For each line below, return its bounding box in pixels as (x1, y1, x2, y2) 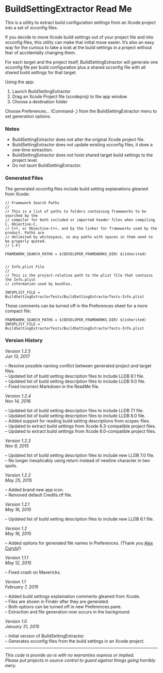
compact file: (5, 308, 32, 314)
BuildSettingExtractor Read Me (5, 3, 132, 15)
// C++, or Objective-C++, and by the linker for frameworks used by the (5, 226, 158, 231)
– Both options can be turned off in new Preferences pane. (5, 603, 122, 610)
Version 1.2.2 (5, 472, 31, 478)
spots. (5, 462, 18, 468)
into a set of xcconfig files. (5, 24, 58, 30)
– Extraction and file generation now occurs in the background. (5, 609, 131, 615)
